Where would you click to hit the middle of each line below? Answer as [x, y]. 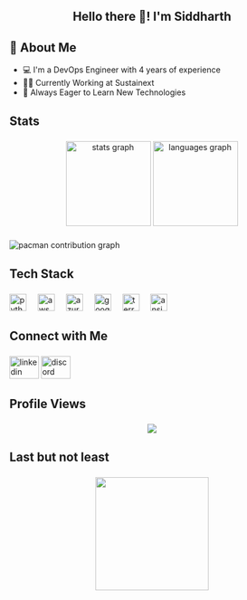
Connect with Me [59, 336]
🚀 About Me [43, 48]
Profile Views [48, 404]
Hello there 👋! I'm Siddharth [152, 17]
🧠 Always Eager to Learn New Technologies [104, 92]
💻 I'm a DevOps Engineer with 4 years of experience [122, 70]
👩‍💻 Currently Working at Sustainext [88, 83]
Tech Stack [42, 274]
